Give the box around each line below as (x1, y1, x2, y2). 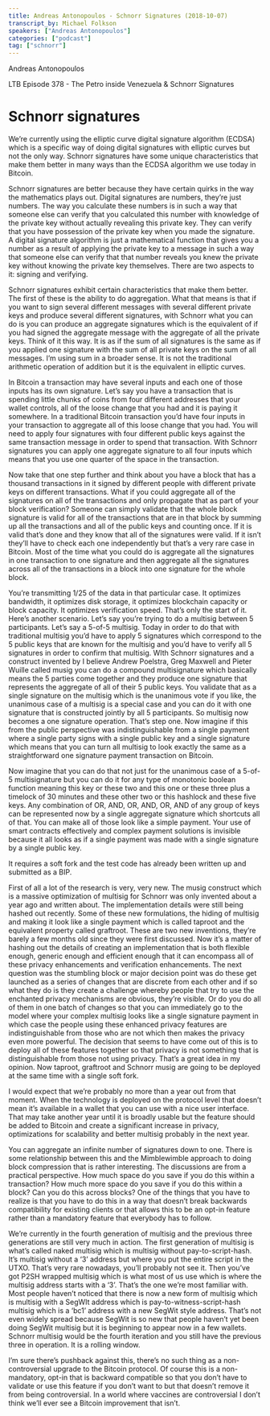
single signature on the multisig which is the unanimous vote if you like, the (8, 691, 257, 701)
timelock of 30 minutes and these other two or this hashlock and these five (8, 792, 256, 801)
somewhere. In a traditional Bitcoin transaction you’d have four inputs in (8, 412, 246, 422)
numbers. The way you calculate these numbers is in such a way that (8, 201, 238, 211)
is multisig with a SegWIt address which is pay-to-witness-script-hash (8, 1297, 241, 1307)
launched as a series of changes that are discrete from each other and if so (8, 977, 258, 986)
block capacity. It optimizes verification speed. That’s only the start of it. (8, 605, 247, 615)
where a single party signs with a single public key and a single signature (8, 734, 251, 743)
